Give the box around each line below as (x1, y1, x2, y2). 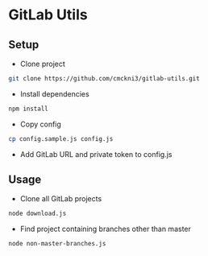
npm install (8, 105, 48, 113)
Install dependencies (19, 89, 90, 98)
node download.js (8, 209, 67, 218)
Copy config (19, 119, 62, 129)
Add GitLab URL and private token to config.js (19, 149, 173, 159)
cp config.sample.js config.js (8, 134, 114, 142)
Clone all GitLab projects (19, 194, 102, 204)
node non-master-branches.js (8, 240, 106, 248)
